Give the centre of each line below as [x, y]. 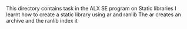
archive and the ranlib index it [42, 21]
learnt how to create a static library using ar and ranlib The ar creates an [93, 14]
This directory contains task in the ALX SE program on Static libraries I [91, 8]
